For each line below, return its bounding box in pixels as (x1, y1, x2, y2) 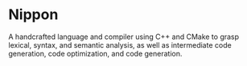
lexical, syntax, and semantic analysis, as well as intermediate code (8, 40, 232, 49)
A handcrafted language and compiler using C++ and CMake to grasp (8, 32, 240, 41)
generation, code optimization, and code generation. (8, 49, 183, 58)
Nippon (8, 6, 59, 24)
